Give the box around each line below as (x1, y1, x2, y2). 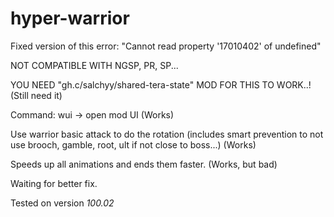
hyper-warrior (10, 7, 130, 30)
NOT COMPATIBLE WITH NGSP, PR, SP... (10, 59, 179, 71)
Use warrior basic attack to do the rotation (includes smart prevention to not (10, 128, 324, 140)
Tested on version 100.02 (10, 197, 115, 209)
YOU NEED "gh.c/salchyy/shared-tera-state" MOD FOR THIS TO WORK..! (10, 78, 312, 91)
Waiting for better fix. (10, 177, 98, 189)
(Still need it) (10, 89, 63, 101)
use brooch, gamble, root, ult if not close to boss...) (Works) (10, 138, 257, 151)
